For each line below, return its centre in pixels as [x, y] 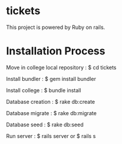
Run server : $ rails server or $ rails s [51, 136]
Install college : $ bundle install [44, 90]
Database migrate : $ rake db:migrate [52, 113]
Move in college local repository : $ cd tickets [61, 67]
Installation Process [56, 51]
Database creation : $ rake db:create [51, 102]
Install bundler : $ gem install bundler [51, 78]
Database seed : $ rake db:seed [45, 125]
